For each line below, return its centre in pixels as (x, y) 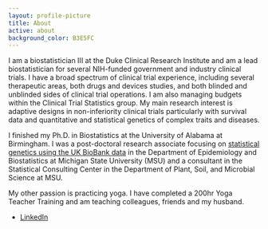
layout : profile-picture (49, 16)
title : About (30, 23)
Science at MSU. (35, 178)
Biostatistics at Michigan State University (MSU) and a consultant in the (126, 161)
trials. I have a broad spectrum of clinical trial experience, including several (132, 77)
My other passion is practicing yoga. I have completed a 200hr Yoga (120, 193)
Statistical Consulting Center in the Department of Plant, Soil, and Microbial (132, 169)
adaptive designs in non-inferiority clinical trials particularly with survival (128, 112)
